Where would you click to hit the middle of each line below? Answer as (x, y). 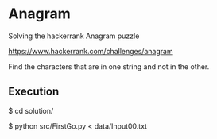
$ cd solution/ (31, 110)
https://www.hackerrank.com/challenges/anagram (91, 51)
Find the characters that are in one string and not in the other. (109, 66)
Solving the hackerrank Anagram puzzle (74, 36)
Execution (34, 92)
